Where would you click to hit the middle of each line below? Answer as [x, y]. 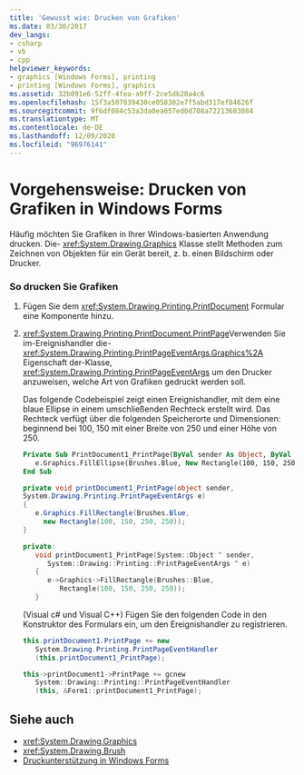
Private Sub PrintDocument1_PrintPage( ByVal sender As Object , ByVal [157, 454]
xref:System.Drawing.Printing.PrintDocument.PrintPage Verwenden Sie [154, 333]
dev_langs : [30, 35]
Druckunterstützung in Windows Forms [96, 760]
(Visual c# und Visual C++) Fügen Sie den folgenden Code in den [145, 614]
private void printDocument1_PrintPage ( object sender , [128, 488]
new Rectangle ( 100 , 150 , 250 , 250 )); [114, 522]
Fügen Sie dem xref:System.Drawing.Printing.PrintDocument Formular [153, 306]
